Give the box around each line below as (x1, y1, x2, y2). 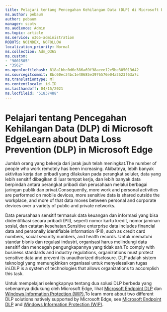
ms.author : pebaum (5, 12, 43, 17)
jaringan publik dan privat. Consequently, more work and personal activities (5, 187, 159, 193)
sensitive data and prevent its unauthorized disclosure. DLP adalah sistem (5, 255, 157, 261)
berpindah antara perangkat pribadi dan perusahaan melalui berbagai (5, 181, 148, 187)
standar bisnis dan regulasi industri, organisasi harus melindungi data (5, 239, 148, 245)
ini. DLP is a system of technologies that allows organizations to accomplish (5, 265, 159, 272)
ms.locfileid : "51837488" (5, 91, 59, 96)
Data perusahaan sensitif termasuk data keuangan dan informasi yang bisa (5, 212, 159, 218)
